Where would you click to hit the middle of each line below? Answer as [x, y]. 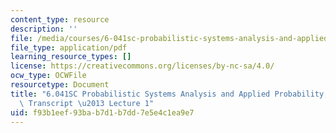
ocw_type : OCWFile [48, 76]
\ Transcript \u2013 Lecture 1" [87, 103]
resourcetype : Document [60, 85]
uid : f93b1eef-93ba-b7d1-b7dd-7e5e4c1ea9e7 [102, 112]
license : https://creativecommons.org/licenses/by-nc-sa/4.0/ [142, 66]
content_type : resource [60, 19]
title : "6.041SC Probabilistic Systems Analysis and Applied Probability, [169, 94]
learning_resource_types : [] [71, 57]
